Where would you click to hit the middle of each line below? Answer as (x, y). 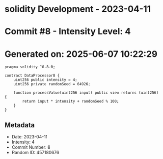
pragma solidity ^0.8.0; (30, 67)
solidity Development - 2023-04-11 (78, 9)
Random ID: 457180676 (35, 153)
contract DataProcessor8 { (32, 76)
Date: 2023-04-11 (29, 137)
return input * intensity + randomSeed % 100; (71, 102)
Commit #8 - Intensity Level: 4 (68, 32)
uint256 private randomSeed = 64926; (52, 84)
